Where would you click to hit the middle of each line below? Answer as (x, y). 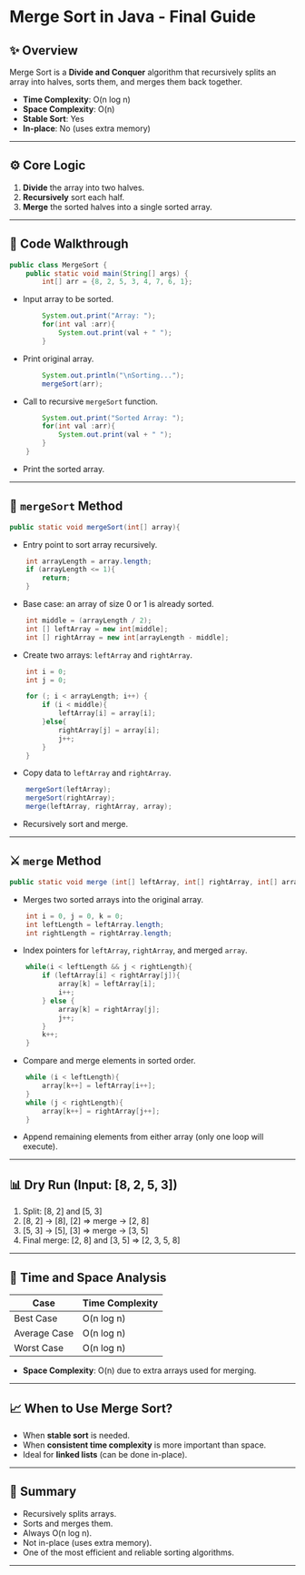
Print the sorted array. (64, 469)
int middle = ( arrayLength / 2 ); (89, 621)
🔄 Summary (43, 1492)
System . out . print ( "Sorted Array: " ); (113, 418)
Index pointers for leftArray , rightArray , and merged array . (135, 950)
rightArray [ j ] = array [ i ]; (109, 730)
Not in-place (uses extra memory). (87, 1542)
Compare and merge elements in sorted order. (109, 1061)
